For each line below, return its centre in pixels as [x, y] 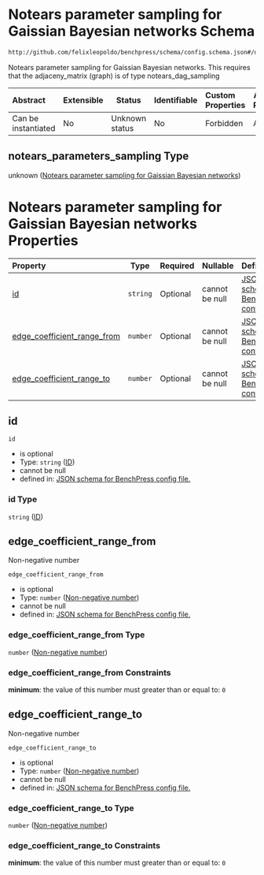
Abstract [29, 100]
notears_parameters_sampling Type [99, 156]
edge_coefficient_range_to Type [71, 808]
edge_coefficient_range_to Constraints [84, 846]
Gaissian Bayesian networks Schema [132, 31]
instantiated [34, 128]
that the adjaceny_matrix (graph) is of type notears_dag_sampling [114, 76]
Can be [26, 118]
